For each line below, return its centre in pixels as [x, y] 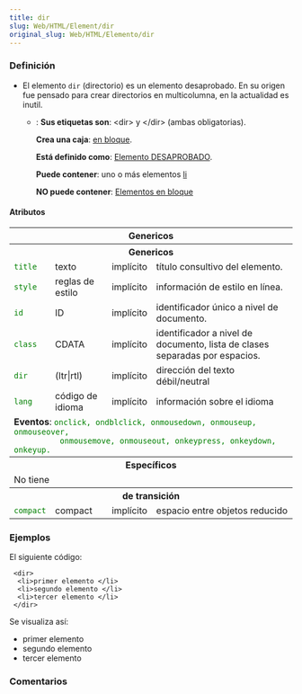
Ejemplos [30, 538]
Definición [32, 66]
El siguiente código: [46, 557]
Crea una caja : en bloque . [84, 139]
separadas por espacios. [208, 355]
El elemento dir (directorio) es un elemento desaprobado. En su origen [154, 85]
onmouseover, [42, 432]
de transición [151, 495]
